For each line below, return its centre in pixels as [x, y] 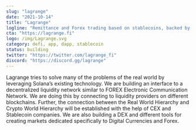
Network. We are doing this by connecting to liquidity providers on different [97, 96]
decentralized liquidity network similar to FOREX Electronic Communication [97, 90]
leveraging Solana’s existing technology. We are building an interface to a [94, 83]
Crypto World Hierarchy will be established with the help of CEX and [89, 108]
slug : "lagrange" [27, 11]
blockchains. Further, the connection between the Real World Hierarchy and [98, 102]
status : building [27, 50]
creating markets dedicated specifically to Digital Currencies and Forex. [93, 121]
